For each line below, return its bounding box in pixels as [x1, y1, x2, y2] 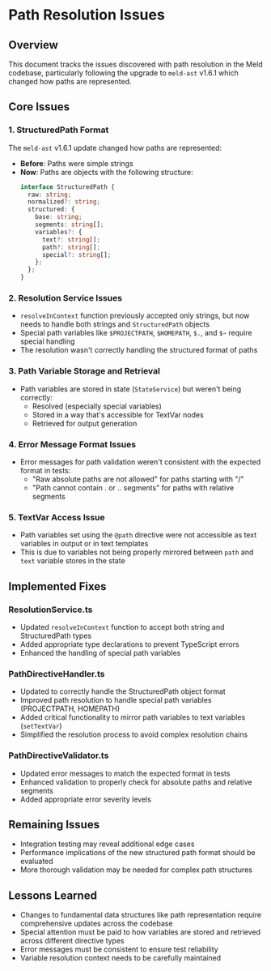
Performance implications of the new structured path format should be [19, 848, 256, 858]
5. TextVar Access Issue [8, 511, 105, 523]
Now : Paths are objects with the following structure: [19, 167, 193, 177]
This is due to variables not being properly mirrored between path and [19, 547, 254, 557]
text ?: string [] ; [41, 235, 101, 244]
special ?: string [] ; [41, 250, 112, 259]
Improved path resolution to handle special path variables [19, 695, 212, 705]
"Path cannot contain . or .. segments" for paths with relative [32, 482, 235, 492]
